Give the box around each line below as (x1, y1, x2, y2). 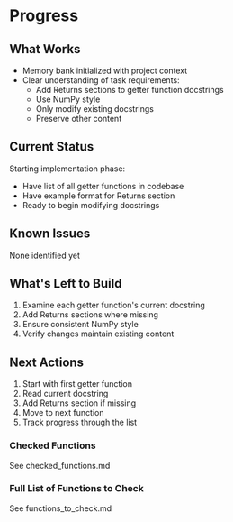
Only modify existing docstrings (35, 104, 155, 114)
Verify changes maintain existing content (22, 328, 175, 339)
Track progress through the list (22, 417, 138, 428)
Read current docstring (22, 389, 109, 399)
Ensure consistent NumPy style (22, 319, 139, 330)
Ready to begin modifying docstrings (22, 199, 160, 210)
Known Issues (9, 226, 91, 242)
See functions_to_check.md (9, 502, 112, 514)
